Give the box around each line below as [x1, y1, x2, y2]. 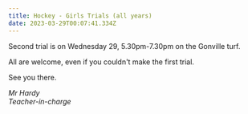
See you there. [8, 72, 57, 82]
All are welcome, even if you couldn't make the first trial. [8, 57, 195, 67]
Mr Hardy [8, 88, 40, 97]
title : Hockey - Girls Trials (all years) [8, 11, 152, 20]
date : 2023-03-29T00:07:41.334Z [8, 19, 116, 27]
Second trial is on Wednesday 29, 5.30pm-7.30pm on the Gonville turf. [8, 41, 241, 51]
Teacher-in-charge [8, 96, 71, 106]
